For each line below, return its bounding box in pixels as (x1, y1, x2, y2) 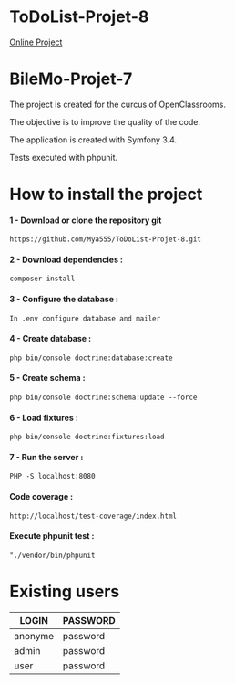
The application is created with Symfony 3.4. (9, 134, 178, 145)
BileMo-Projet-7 (9, 68, 133, 89)
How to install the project (9, 184, 203, 205)
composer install (9, 274, 76, 284)
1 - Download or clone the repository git (9, 215, 162, 226)
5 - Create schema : (9, 373, 86, 384)
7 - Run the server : (9, 451, 84, 462)
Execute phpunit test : (9, 531, 95, 542)
